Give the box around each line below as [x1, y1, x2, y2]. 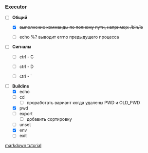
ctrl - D [19, 64, 34, 69]
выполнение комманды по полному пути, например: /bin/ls [19, 24, 143, 30]
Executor [5, 3, 27, 10]
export [19, 111, 33, 117]
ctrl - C [19, 54, 34, 60]
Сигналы [12, 44, 32, 50]
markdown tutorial [5, 143, 42, 149]
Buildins [12, 83, 29, 89]
